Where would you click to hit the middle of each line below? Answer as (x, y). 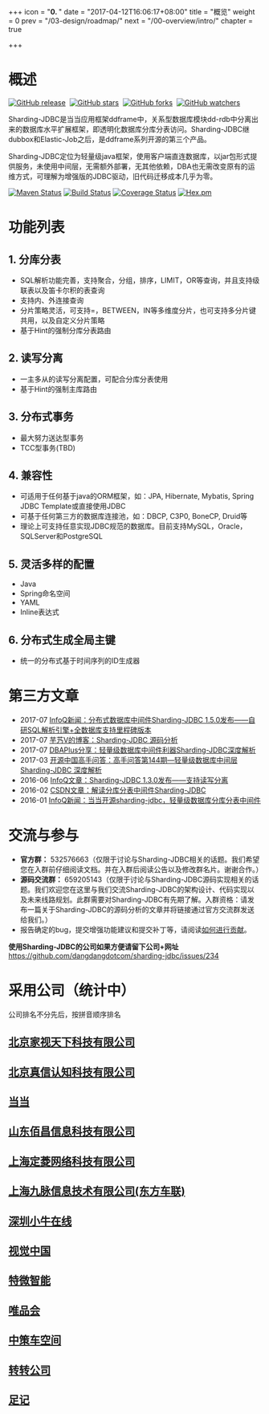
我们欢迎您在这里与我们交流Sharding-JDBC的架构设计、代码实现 (141, 889)
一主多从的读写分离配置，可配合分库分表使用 (94, 379)
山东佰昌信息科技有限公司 (71, 1132)
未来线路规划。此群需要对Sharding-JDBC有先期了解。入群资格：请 (137, 899)
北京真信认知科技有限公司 (71, 1072)
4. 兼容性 (31, 475)
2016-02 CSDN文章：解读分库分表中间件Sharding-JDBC (113, 790)
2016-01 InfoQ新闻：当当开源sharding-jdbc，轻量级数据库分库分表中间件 (140, 800)
